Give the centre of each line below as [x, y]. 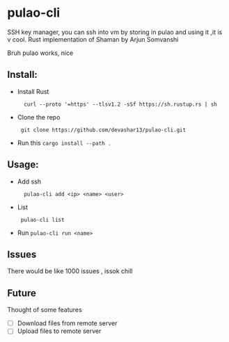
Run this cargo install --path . [64, 142]
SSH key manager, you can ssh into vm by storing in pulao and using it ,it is [115, 32]
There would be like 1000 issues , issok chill [70, 271]
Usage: [23, 165]
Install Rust [33, 91]
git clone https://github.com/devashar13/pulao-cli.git [103, 130]
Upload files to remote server [59, 331]
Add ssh [29, 181]
